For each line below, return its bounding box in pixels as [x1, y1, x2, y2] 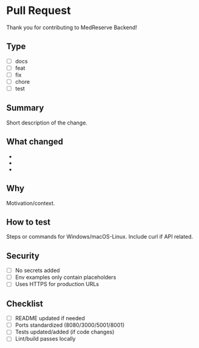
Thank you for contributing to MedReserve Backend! [6, 24, 138, 31]
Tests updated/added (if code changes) [15, 329, 115, 336]
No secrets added [15, 267, 60, 274]
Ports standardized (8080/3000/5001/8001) [15, 321, 125, 329]
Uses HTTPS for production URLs [15, 281, 99, 288]
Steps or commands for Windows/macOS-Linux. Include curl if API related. [6, 233, 194, 241]
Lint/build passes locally [15, 335, 76, 343]
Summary [6, 103, 44, 113]
